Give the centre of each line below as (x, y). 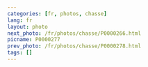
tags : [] (20, 53)
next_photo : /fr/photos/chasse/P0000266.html (74, 33)
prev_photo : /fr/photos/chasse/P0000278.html (74, 46)
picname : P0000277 (34, 40)
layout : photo (28, 27)
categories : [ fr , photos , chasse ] (57, 14)
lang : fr (20, 20)
